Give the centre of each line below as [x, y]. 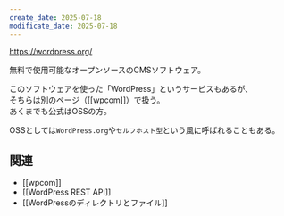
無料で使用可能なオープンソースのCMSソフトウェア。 [107, 70]
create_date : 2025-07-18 [55, 17]
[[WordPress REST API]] [67, 192]
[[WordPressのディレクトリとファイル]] [95, 203]
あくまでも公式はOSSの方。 [60, 111]
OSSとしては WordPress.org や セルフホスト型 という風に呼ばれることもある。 [145, 129]
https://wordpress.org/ [51, 51]
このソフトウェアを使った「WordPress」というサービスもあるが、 [131, 88]
